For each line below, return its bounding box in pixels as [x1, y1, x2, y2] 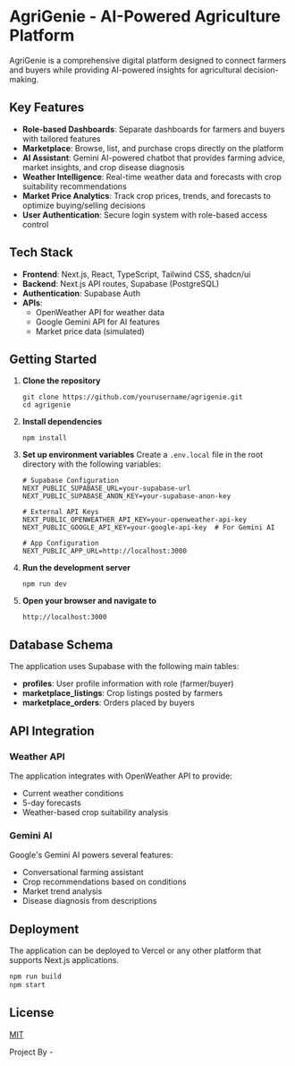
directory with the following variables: [21, 459, 162, 469]
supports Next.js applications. [9, 954, 119, 965]
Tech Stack [9, 245, 73, 261]
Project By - [9, 1046, 54, 1057]
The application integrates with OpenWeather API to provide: [9, 770, 232, 781]
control [21, 219, 49, 229]
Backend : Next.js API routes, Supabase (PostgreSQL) [21, 278, 220, 288]
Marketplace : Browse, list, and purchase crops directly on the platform [21, 142, 284, 153]
